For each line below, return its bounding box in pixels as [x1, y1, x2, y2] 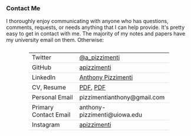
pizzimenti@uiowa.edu [79, 111, 143, 119]
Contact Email [32, 111, 71, 119]
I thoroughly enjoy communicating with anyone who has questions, [6, 18, 169, 25]
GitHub [32, 63, 52, 72]
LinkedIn [32, 73, 56, 82]
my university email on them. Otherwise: [6, 37, 104, 44]
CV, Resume [32, 83, 66, 92]
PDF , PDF [79, 83, 106, 92]
